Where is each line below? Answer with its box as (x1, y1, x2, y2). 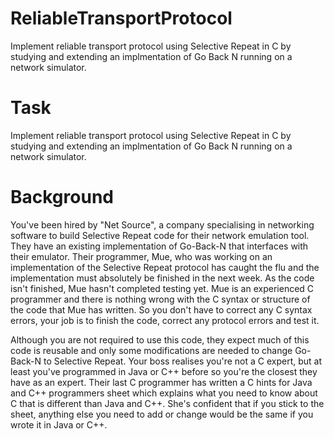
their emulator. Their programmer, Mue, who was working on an (10, 250, 273, 262)
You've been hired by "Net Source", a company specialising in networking (10, 218, 315, 231)
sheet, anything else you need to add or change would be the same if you (10, 408, 314, 420)
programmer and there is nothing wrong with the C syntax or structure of (10, 293, 311, 305)
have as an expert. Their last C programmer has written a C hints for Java (10, 376, 313, 388)
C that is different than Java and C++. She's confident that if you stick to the (10, 397, 325, 409)
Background (10, 186, 114, 209)
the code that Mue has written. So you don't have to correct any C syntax (10, 303, 313, 316)
